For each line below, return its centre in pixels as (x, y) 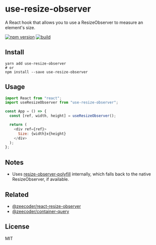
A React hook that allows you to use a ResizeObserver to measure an (74, 22)
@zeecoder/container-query (41, 211)
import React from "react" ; (34, 98)
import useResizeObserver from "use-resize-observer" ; (62, 103)
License (17, 227)
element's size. (20, 27)
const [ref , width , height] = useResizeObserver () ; (63, 116)
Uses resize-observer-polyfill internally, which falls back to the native (81, 174)
